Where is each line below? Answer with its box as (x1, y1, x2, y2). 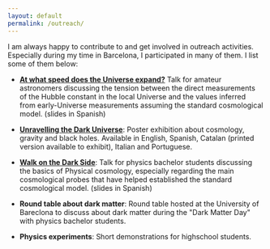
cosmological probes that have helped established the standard (19, 175, 233, 184)
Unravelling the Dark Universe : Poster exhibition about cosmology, (19, 124, 245, 134)
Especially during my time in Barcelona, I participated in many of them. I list (7, 50, 259, 60)
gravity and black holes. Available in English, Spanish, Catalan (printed (19, 133, 255, 142)
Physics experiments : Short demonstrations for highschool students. (19, 231, 252, 241)
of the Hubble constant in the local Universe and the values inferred (19, 91, 246, 101)
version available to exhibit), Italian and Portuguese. (19, 141, 192, 151)
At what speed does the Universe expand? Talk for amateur (19, 74, 222, 84)
